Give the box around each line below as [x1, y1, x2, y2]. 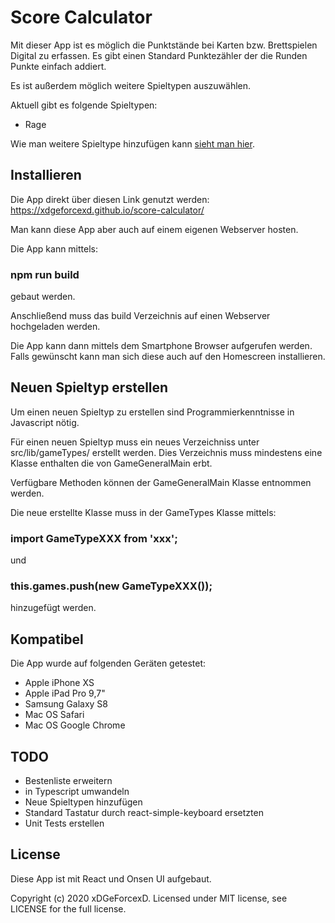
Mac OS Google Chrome [24, 719, 126, 731]
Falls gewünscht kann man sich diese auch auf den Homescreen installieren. [10, 351, 326, 363]
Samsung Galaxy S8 [24, 698, 109, 710]
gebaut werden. [10, 291, 76, 303]
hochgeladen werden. [10, 321, 101, 333]
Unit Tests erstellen [24, 817, 105, 830]
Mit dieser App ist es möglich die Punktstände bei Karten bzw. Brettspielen [10, 39, 318, 51]
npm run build [10, 267, 80, 281]
